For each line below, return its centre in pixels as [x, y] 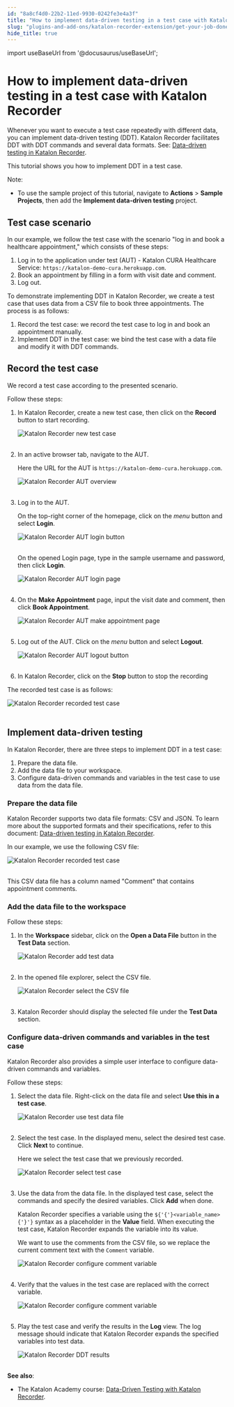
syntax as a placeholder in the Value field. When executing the [124, 1221]
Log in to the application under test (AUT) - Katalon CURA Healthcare [117, 260]
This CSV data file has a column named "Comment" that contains [101, 881]
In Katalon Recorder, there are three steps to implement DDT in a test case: [115, 749]
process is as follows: [38, 311]
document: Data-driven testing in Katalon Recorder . [81, 833]
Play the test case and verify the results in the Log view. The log [109, 1326]
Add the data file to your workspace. [70, 770]
